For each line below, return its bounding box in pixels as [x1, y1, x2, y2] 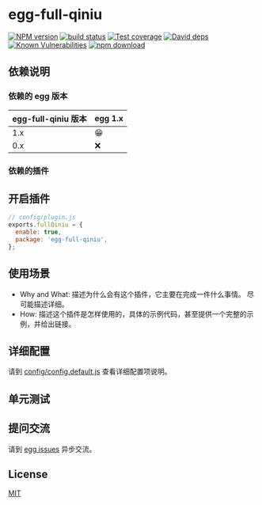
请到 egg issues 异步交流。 [8, 444, 97, 454]
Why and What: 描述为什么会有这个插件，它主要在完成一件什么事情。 [19, 289, 245, 298]
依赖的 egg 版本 [8, 91, 68, 102]
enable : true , [15, 228, 62, 237]
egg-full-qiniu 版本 [12, 113, 87, 124]
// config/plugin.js [8, 214, 77, 222]
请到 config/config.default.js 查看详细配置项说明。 [8, 366, 172, 377]
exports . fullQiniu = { [8, 221, 83, 229]
